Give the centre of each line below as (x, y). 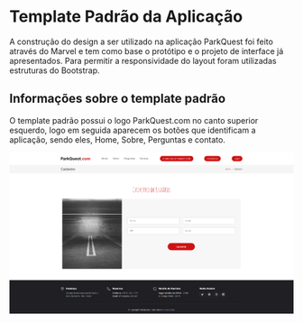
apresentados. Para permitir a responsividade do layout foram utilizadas (143, 60)
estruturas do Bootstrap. (55, 70)
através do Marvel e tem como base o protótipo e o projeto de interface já (147, 51)
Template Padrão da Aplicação (126, 17)
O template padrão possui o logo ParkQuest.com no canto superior (134, 120)
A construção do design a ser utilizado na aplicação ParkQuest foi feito (141, 42)
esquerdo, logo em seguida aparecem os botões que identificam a (133, 130)
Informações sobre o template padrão (118, 99)
